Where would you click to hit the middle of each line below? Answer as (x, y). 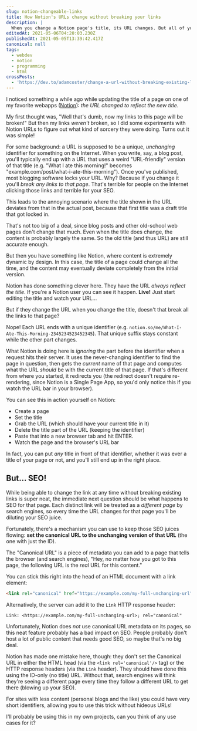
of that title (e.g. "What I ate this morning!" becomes (69, 165)
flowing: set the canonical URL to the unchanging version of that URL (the (97, 535)
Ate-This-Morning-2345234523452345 (50, 334)
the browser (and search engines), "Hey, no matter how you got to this (91, 559)
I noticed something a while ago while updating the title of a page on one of (97, 99)
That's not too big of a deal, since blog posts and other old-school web (92, 226)
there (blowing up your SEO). (41, 688)
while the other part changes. (42, 340)
